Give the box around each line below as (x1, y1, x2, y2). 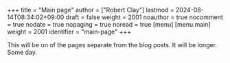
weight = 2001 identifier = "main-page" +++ (7, 27, 132, 36)
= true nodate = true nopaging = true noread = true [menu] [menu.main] (7, 21, 211, 28)
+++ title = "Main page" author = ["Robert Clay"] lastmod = (7, 6, 174, 14)
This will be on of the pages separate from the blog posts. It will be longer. (7, 41, 218, 49)
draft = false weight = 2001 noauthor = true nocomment (65, 13, 223, 21)
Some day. (7, 48, 38, 56)
